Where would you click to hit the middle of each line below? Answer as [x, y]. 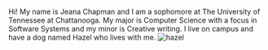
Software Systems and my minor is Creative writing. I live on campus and [131, 29]
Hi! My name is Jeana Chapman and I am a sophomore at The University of [134, 12]
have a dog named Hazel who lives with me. [82, 37]
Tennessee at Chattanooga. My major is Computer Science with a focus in [133, 20]
